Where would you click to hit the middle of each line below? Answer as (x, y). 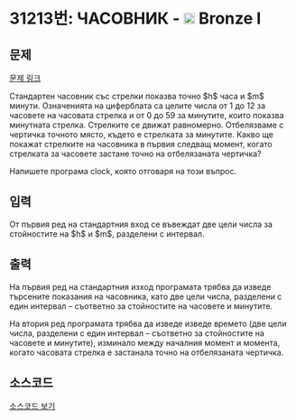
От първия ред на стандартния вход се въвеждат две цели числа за (141, 224)
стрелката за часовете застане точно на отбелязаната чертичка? (135, 154)
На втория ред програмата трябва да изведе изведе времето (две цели (148, 323)
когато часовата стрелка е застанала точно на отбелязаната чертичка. (147, 352)
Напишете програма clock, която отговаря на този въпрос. (123, 171)
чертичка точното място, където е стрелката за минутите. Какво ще (141, 135)
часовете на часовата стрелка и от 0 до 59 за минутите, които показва (147, 115)
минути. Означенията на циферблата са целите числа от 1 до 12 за (138, 106)
